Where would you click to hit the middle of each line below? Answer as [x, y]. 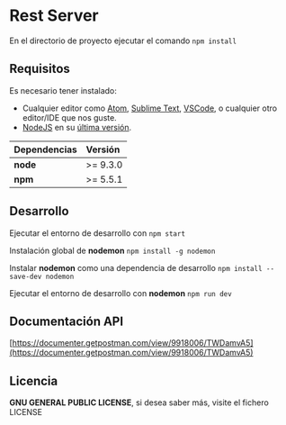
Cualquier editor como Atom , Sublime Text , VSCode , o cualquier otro [149, 108]
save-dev [26, 276]
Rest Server [54, 16]
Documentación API [67, 321]
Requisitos [40, 69]
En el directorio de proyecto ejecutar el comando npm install [123, 41]
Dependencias [46, 149]
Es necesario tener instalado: [63, 90]
